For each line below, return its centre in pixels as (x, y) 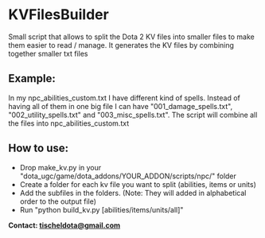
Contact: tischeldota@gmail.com (64, 225)
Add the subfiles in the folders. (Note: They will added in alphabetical (133, 193)
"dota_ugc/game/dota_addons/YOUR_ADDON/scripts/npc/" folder (128, 176)
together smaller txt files (49, 53)
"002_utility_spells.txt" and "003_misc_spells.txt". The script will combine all (133, 115)
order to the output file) (58, 201)
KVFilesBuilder (58, 15)
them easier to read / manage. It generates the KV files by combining (121, 45)
